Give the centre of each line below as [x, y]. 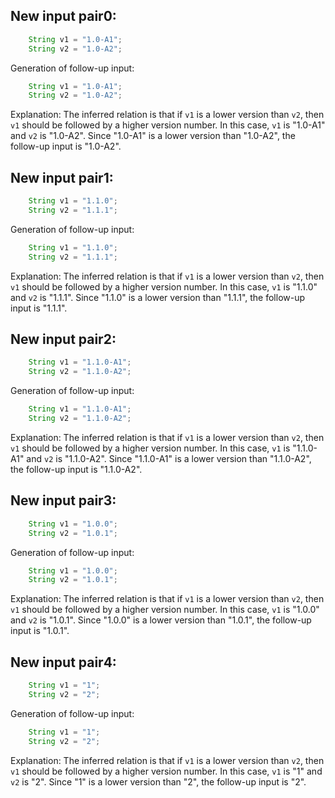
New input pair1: [62, 177]
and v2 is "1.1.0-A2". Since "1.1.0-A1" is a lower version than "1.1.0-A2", [169, 458]
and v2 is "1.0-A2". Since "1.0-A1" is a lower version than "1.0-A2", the [153, 136]
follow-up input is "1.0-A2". [66, 146]
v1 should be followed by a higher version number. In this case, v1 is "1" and [166, 771]
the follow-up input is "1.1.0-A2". [76, 469]
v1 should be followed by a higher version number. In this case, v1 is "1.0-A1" [168, 125]
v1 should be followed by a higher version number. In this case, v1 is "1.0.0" [165, 610]
